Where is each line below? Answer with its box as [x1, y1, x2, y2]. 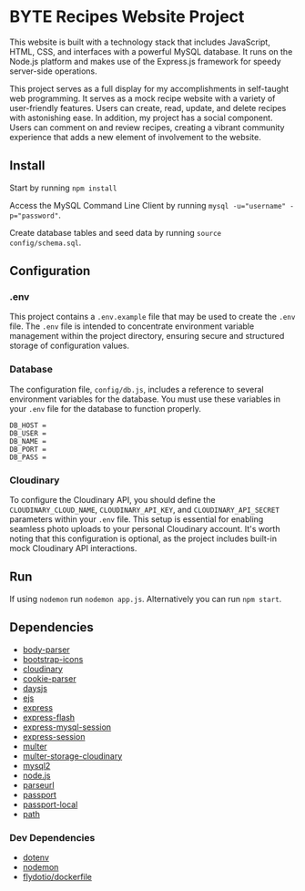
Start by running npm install [9, 182, 117, 193]
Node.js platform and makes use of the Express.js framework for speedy [9, 56, 281, 67]
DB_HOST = [9, 421, 47, 430]
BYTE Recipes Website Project [9, 6, 245, 27]
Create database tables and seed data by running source [9, 227, 222, 238]
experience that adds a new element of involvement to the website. [9, 131, 261, 142]
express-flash [22, 712, 76, 722]
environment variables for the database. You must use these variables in [9, 394, 280, 405]
